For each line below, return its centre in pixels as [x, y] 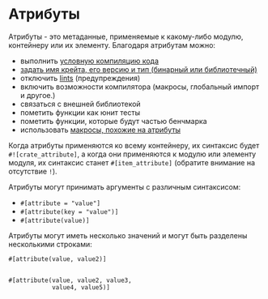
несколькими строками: [51, 244]
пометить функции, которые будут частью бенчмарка [114, 121]
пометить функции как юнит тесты [80, 112]
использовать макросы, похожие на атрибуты [100, 130]
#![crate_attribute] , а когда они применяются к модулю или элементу [132, 154]
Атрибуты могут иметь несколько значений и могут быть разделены [128, 235]
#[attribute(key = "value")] [69, 211]
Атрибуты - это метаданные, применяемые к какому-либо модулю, [126, 36]
